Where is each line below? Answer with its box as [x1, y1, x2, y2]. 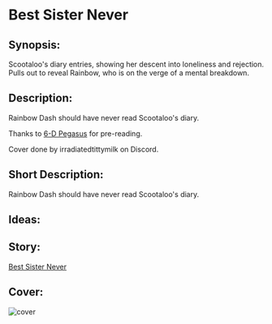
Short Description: [8, 168, 104, 181]
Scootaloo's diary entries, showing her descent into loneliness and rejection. [8, 59, 265, 69]
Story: [8, 241, 41, 254]
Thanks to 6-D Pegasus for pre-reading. [8, 128, 143, 139]
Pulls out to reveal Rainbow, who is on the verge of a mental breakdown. [8, 68, 250, 78]
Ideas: [8, 213, 41, 227]
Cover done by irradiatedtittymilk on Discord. [8, 144, 159, 154]
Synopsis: [8, 38, 61, 52]
